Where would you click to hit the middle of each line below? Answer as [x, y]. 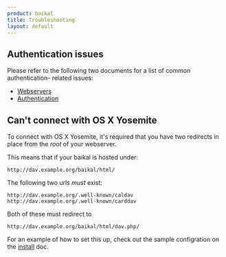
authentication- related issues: [50, 78]
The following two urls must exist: [55, 182]
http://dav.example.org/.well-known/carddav [72, 201]
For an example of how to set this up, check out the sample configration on [113, 239]
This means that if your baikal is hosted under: [73, 157]
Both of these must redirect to [49, 214]
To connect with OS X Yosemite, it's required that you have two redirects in [113, 137]
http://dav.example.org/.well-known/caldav [70, 195]
